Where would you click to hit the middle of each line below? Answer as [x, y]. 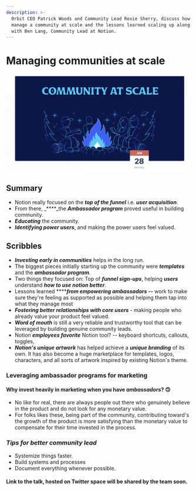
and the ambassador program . [53, 273]
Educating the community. [47, 221]
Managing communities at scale [86, 61]
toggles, [24, 341]
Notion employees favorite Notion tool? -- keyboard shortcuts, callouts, [102, 335]
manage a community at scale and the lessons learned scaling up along [101, 25]
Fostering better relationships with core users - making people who [98, 310]
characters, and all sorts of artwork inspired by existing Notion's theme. [101, 360]
